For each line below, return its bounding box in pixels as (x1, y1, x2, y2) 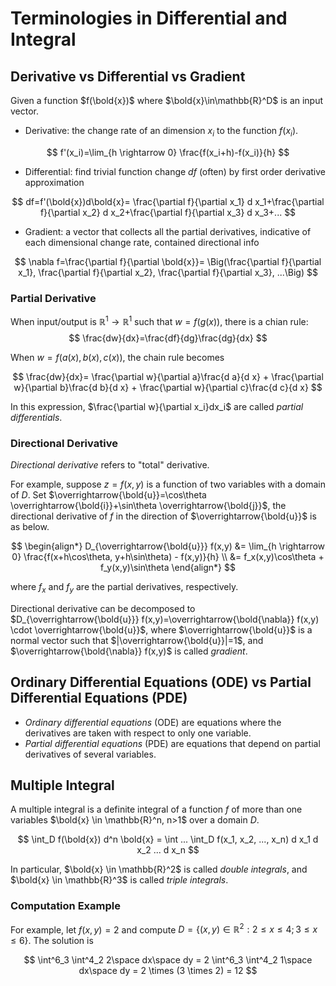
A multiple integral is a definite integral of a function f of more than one (10, 803, 303, 816)
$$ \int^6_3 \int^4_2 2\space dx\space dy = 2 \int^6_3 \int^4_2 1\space (23, 954, 313, 966)
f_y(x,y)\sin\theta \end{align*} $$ (100, 562, 236, 574)
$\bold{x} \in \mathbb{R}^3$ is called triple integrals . (10, 874, 229, 886)
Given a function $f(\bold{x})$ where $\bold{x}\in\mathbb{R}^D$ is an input (10, 95, 324, 106)
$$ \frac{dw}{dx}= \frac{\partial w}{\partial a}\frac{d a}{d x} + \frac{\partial (12, 370, 324, 382)
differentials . (10, 411, 63, 423)
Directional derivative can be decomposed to (10, 602, 196, 614)
